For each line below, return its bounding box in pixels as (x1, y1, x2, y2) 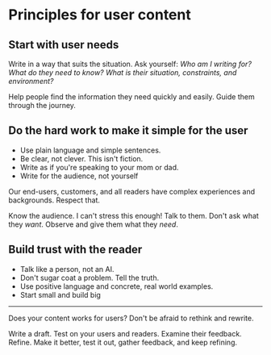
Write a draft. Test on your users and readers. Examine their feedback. (8, 328, 242, 338)
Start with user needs (8, 38, 119, 52)
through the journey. (8, 101, 77, 110)
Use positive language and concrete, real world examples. (19, 281, 214, 291)
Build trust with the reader (8, 243, 143, 257)
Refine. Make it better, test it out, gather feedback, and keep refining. (8, 337, 238, 347)
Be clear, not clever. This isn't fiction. (19, 153, 144, 163)
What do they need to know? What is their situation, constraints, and (8, 68, 237, 77)
